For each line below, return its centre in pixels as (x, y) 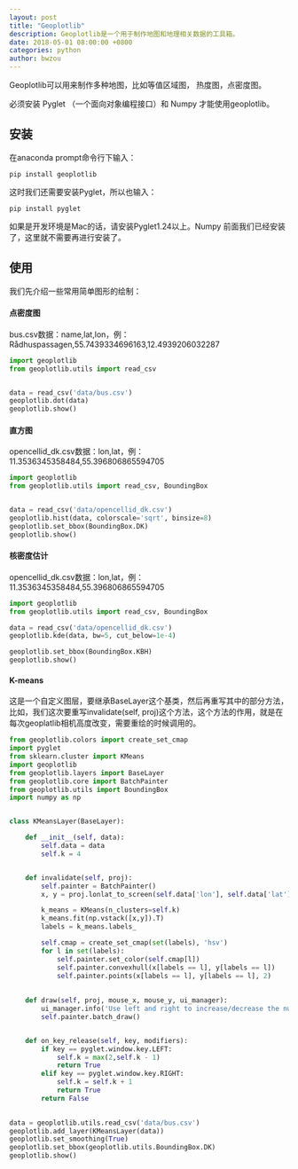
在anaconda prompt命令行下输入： (73, 157)
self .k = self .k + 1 (94, 1082)
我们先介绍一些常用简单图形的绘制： (75, 291)
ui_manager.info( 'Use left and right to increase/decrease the (160, 1009)
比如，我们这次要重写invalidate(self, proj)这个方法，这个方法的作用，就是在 (146, 712)
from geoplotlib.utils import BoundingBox (89, 789)
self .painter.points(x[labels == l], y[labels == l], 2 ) (164, 976)
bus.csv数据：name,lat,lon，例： (70, 334)
